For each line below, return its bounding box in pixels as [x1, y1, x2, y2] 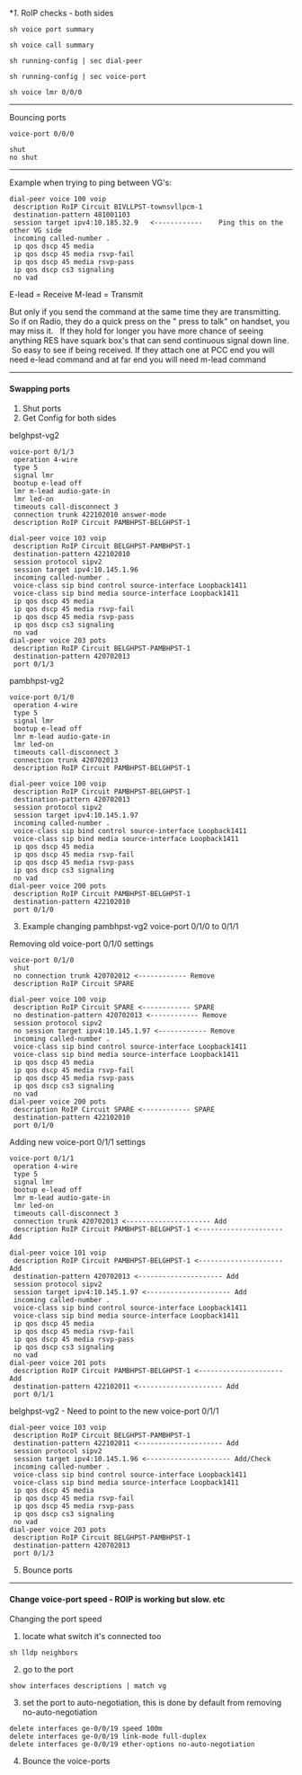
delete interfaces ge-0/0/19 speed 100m [9, 1725, 164, 1734]
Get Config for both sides [22, 413, 117, 423]
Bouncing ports [9, 112, 67, 122]
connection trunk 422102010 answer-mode [13, 510, 167, 519]
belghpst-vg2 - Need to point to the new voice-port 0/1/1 [9, 1406, 219, 1416]
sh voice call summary [9, 40, 94, 49]
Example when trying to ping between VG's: [9, 177, 173, 188]
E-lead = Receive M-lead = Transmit [9, 289, 144, 299]
